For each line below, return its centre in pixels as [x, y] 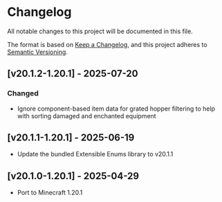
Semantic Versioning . [37, 52]
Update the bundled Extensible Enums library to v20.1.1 [95, 154]
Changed [23, 93]
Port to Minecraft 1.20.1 [50, 193]
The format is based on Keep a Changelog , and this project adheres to [107, 44]
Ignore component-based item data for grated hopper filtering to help [116, 109]
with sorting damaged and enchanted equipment [87, 116]
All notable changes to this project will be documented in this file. [100, 31]
